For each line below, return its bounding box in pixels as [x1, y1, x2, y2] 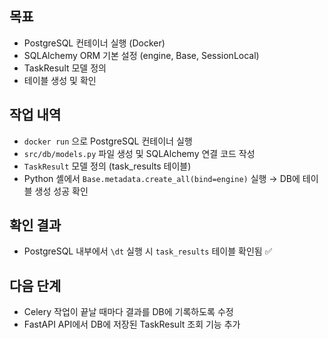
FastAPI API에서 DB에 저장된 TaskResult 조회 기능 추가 [23, 318, 241, 331]
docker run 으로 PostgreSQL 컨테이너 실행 [23, 135, 193, 147]
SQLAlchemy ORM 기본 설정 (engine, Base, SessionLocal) [23, 49, 260, 61]
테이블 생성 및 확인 [23, 74, 97, 86]
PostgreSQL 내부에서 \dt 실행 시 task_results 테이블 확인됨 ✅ [23, 245, 273, 257]
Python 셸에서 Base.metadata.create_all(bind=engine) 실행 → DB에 [23, 172, 301, 184]
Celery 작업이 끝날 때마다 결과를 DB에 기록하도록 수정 [23, 306, 234, 318]
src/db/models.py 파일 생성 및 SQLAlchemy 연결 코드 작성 [23, 147, 256, 159]
